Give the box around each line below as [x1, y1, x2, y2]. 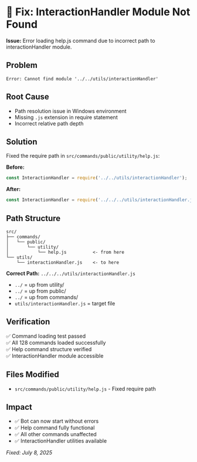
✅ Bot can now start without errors [14, 417, 99, 424]
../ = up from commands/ [14, 293, 79, 301]
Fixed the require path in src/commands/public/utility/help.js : [6, 152, 160, 159]
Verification [6, 317, 50, 327]
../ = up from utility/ [14, 281, 64, 288]
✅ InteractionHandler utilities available [14, 437, 107, 444]
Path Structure [6, 213, 61, 223]
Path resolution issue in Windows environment [14, 107, 127, 114]
